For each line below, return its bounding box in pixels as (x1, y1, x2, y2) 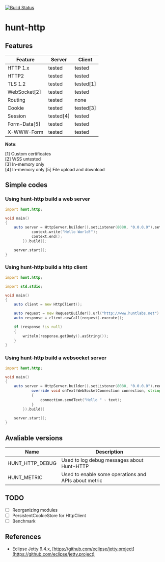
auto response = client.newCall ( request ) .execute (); (14, 316, 124, 321)
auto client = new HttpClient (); (14, 302, 82, 307)
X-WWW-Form (7, 129, 44, 135)
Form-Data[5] (7, 121, 41, 127)
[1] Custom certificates (5, 151, 51, 156)
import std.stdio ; (5, 284, 43, 289)
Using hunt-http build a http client (5, 264, 87, 271)
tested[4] (48, 112, 70, 119)
